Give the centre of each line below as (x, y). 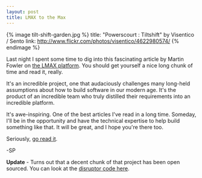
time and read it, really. (35, 72)
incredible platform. (30, 102)
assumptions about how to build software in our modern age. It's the (91, 90)
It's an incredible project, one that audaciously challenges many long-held (98, 83)
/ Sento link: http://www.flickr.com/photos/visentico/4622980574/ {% (93, 41)
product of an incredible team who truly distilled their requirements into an (99, 96)
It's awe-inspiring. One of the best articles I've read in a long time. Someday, (101, 114)
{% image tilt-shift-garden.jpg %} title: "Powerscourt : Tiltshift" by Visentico (100, 34)
